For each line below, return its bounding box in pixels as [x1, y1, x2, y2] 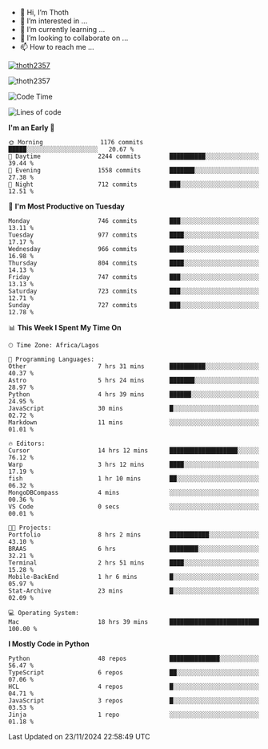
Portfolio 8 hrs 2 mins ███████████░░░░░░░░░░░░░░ [8, 531, 260, 539]
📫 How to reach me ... [19, 43, 94, 51]
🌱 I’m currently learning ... [19, 25, 106, 34]
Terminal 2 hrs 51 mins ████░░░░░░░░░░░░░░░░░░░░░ [8, 559, 260, 567]
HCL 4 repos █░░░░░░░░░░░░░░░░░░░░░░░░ [8, 682, 260, 690]
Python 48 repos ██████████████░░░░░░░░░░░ [8, 654, 260, 662]
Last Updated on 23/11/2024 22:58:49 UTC [8, 732, 150, 741]
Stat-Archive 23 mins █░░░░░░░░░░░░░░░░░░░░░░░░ [8, 587, 260, 595]
